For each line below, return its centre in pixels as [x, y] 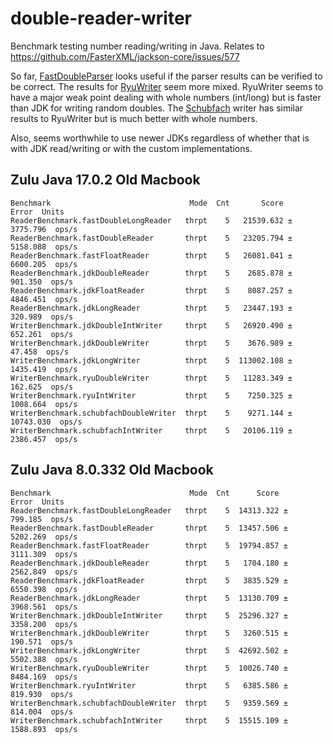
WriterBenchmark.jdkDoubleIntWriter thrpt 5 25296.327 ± [149, 615]
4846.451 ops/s [44, 299]
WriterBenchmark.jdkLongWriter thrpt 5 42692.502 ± [149, 650]
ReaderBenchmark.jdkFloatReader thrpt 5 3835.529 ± [149, 580]
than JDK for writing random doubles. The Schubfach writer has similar [157, 108]
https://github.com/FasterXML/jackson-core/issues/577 [125, 56]
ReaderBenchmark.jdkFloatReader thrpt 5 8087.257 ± [151, 290]
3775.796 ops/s [44, 229]
